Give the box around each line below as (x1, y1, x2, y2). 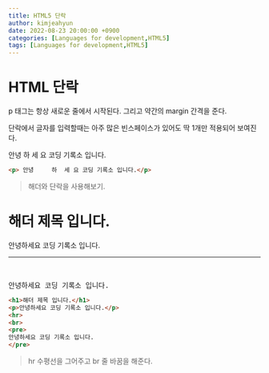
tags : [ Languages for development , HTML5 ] (8, 42, 149, 50)
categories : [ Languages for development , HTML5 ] (8, 34, 171, 42)
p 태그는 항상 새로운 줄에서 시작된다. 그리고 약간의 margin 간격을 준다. (8, 106, 227, 116)
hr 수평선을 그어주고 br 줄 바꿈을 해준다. (27, 356, 154, 366)
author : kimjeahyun (8, 19, 74, 27)
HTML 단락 (8, 78, 78, 97)
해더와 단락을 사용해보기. (27, 181, 106, 191)
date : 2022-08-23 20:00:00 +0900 (8, 26, 120, 34)
